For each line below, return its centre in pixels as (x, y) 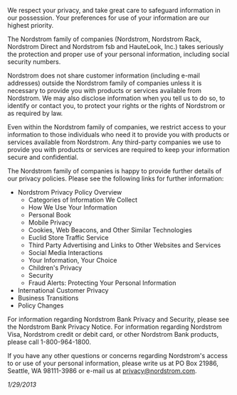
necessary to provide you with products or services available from (104, 91)
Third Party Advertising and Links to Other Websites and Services (125, 245)
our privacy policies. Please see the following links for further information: (116, 178)
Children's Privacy (55, 268)
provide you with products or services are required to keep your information (118, 150)
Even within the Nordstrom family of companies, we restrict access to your (117, 127)
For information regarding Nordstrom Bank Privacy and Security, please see (118, 319)
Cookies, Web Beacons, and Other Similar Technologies (110, 230)
